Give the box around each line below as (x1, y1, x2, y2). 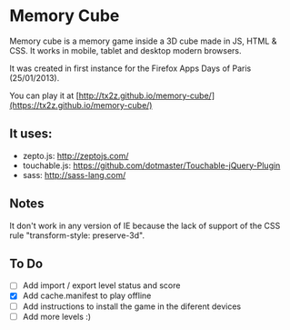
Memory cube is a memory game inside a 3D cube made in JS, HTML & (9, 35, 277, 46)
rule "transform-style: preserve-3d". (9, 229, 145, 241)
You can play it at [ (9, 90, 80, 101)
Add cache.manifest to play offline (22, 290, 152, 301)
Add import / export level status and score (22, 280, 181, 291)
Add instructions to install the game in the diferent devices (22, 301, 242, 312)
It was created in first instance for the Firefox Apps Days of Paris (9, 63, 252, 74)
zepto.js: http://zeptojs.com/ (22, 150, 129, 161)
